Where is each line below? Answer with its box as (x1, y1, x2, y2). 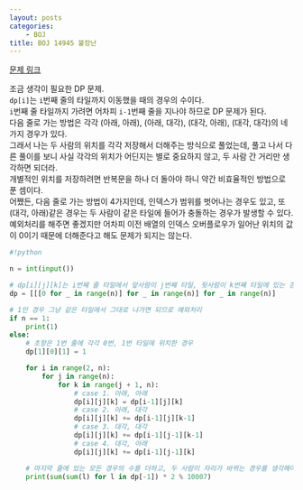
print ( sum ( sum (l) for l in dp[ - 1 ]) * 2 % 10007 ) (25, 472, 212, 481)
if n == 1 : (9, 313, 50, 323)
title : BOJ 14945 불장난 (9, 38, 97, 48)
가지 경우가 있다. (9, 128, 68, 140)
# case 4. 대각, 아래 (73, 439, 148, 448)
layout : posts (9, 13, 63, 23)
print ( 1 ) (25, 322, 59, 331)
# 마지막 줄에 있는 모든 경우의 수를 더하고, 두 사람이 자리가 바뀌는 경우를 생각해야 (25, 464, 296, 473)
